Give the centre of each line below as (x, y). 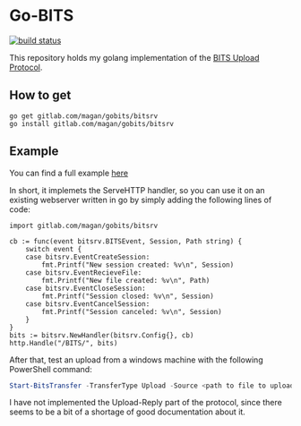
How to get (40, 95)
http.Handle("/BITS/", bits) (64, 343)
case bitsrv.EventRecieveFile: (84, 273)
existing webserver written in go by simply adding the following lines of (141, 200)
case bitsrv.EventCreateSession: (88, 257)
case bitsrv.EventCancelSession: (88, 304)
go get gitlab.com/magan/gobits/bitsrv (84, 116)
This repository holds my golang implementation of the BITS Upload (134, 57)
